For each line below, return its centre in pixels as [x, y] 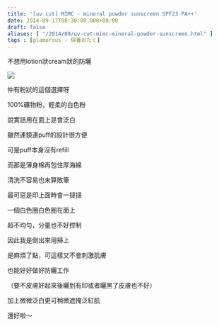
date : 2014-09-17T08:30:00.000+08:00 [63, 21]
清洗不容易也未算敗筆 [38, 180]
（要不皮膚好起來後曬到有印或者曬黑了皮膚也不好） [82, 286]
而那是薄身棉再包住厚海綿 [45, 165]
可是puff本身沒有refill [38, 150]
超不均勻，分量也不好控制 [45, 225]
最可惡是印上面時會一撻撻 [45, 195]
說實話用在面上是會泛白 [41, 120]
